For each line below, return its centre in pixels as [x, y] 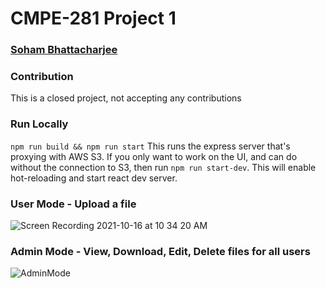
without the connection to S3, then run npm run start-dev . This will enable [163, 167]
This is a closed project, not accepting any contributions [126, 98]
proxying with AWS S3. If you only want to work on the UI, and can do [154, 156]
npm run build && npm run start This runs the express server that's [150, 146]
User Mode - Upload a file [73, 204]
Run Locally [39, 124]
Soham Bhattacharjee [64, 50]
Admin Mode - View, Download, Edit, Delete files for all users [160, 251]
